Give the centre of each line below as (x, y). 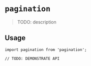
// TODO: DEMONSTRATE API (32, 58)
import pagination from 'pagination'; (46, 50)
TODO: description (37, 22)
